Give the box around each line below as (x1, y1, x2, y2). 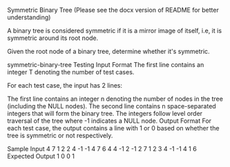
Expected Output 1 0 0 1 (7, 152, 75, 160)
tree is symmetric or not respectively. (7, 131, 113, 139)
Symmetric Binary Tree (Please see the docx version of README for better (7, 6, 219, 14)
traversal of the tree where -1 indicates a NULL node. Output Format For (7, 117, 212, 125)
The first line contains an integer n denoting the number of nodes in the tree (7, 95, 223, 103)
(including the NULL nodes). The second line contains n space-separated (7, 102, 216, 110)
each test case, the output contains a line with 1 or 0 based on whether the (7, 124, 220, 132)
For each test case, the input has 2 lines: (7, 81, 123, 89)
